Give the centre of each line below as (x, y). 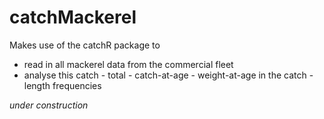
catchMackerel (73, 17)
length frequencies (62, 85)
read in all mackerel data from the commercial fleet (128, 64)
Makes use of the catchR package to (85, 45)
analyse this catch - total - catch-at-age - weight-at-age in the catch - (168, 75)
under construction (49, 105)
